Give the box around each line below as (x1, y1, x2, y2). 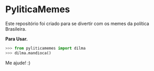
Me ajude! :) (5, 60, 31, 66)
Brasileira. (5, 26, 27, 32)
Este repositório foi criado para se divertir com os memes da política (5, 20, 149, 27)
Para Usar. (5, 36, 28, 42)
